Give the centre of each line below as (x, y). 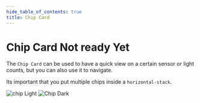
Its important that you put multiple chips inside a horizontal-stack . (89, 82)
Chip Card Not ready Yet (68, 47)
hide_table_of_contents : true (44, 12)
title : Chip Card (28, 17)
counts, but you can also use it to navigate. (60, 70)
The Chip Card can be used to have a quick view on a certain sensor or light (100, 64)
